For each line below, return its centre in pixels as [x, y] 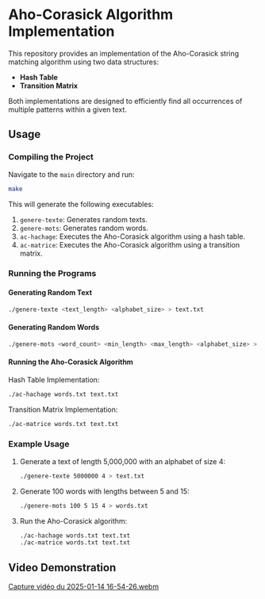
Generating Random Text [50, 293]
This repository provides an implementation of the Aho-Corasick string [124, 53]
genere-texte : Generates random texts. [84, 219]
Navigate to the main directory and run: [71, 174]
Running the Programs [52, 274]
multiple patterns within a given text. [67, 109]
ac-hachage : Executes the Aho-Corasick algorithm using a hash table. [132, 236]
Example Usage [39, 444]
